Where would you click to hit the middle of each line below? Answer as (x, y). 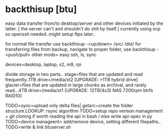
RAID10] (14, 96)
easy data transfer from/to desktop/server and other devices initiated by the (84, 23)
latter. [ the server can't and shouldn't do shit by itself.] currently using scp (83, 28)
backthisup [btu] (41, 9)
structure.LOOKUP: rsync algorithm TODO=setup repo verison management (84, 111)
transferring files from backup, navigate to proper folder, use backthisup (80, 49)
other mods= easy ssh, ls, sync (64, 55)
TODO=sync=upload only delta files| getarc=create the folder (69, 105)
